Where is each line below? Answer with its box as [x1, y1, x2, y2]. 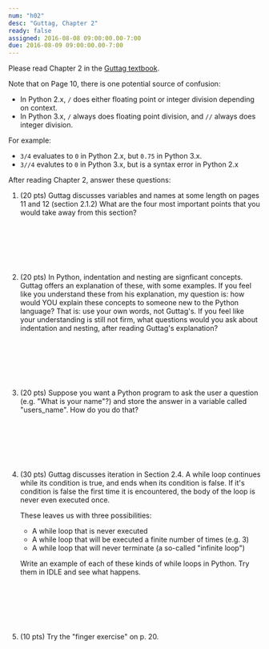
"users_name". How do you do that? [19, 405, 139, 415]
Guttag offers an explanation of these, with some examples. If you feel [19, 281, 252, 291]
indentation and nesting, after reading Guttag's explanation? [19, 324, 219, 333]
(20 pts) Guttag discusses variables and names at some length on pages [19, 191, 260, 200]
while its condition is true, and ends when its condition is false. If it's [19, 478, 246, 488]
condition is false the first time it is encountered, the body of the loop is [19, 486, 256, 497]
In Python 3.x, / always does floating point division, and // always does [19, 111, 256, 121]
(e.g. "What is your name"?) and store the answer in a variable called [19, 397, 247, 406]
